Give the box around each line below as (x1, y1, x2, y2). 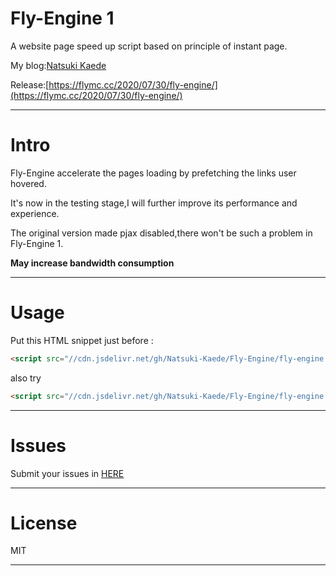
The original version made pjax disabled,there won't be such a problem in (10, 227, 313, 239)
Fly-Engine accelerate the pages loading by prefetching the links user (10, 167, 297, 179)
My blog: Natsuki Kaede (10, 59, 107, 71)
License (10, 512, 78, 534)
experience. (10, 207, 60, 219)
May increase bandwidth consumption (10, 257, 175, 269)
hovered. (10, 177, 47, 189)
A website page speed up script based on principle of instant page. (10, 40, 288, 52)
